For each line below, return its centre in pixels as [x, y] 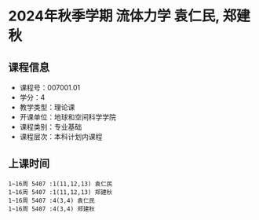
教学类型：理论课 [47, 107]
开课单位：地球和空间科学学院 [67, 117]
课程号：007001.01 [50, 88]
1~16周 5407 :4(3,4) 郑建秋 [52, 209]
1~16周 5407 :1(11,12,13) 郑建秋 [60, 192]
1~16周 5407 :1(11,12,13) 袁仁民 [60, 184]
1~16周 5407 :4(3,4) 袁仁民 [52, 200]
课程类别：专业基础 [51, 127]
